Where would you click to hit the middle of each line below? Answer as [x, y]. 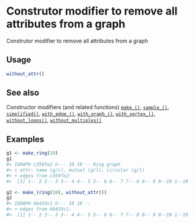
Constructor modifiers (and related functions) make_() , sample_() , [88, 107]
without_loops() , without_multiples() [54, 120]
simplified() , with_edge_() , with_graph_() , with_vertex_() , [81, 114]
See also [23, 93]
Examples [25, 139]
